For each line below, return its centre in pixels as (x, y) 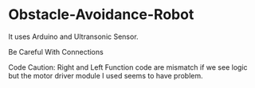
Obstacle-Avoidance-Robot (101, 15)
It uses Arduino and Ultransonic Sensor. (73, 36)
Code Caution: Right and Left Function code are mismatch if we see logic (128, 67)
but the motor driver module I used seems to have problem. (106, 75)
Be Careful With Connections (56, 52)
